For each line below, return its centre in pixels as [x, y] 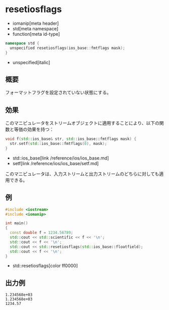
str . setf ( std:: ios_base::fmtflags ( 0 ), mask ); [59, 144]
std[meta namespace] [35, 28]
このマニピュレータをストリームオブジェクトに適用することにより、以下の [82, 123]
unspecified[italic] [31, 62]
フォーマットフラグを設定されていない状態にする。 [58, 92]
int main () [17, 223]
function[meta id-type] [36, 34]
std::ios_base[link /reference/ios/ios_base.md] [61, 158]
